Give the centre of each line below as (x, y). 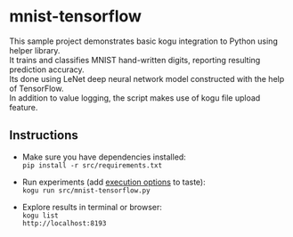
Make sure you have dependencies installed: (104, 157)
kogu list (41, 216)
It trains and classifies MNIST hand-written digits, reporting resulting (135, 60)
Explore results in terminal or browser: (92, 207)
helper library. (35, 50)
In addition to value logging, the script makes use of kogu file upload (135, 98)
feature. (24, 107)
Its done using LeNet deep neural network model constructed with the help (147, 78)
